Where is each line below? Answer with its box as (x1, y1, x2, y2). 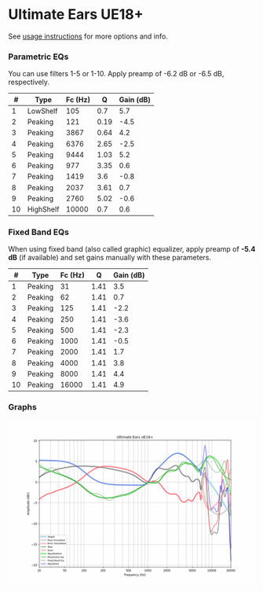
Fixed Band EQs (8, 226, 69, 237)
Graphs (8, 402, 37, 413)
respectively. (8, 77, 49, 87)
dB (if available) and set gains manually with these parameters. (8, 253, 212, 263)
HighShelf (27, 204, 60, 214)
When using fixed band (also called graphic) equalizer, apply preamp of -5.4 (8, 245, 256, 254)
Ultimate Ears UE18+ (8, 6, 144, 24)
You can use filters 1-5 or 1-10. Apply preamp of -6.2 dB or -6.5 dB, (8, 69, 225, 79)
